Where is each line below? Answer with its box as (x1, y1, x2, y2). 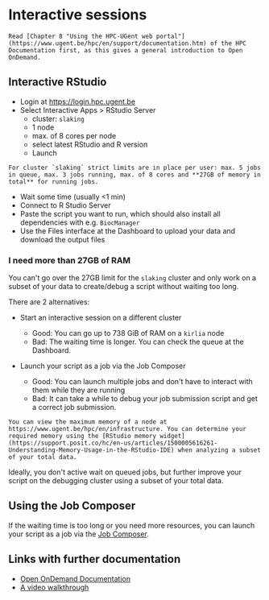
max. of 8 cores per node (31, 130, 117, 140)
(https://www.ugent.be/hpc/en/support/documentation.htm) (8, 39, 207, 48)
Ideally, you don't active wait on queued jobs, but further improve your (8, 467, 242, 477)
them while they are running (31, 385, 126, 395)
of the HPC (209, 39, 247, 48)
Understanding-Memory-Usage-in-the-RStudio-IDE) (8, 446, 175, 454)
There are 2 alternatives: (8, 297, 90, 307)
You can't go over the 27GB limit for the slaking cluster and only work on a (8, 273, 256, 283)
